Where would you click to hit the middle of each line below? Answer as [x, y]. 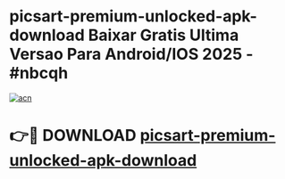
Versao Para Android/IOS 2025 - [131, 54]
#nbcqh [39, 73]
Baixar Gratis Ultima [163, 35]
